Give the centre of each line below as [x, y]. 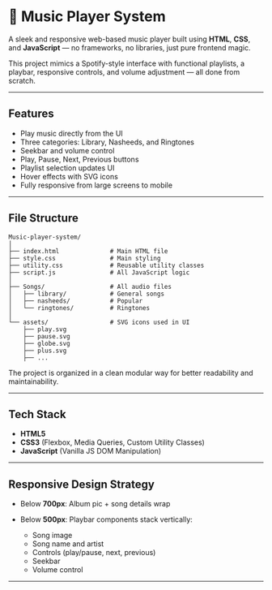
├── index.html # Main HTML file [88, 251]
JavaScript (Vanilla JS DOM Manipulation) [91, 451]
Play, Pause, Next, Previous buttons [79, 159]
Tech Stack [37, 414]
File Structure [43, 218]
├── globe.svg [47, 343]
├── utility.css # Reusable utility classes [106, 265]
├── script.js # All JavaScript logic [99, 272]
